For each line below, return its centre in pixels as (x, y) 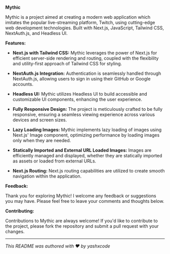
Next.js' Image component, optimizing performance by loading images (86, 135)
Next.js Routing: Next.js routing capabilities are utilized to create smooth (89, 171)
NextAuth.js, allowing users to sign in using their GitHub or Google (81, 79)
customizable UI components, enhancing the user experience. (77, 99)
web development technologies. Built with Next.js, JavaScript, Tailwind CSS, (85, 28)
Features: (16, 43)
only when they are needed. (42, 140)
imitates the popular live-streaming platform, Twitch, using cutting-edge (80, 23)
